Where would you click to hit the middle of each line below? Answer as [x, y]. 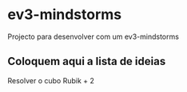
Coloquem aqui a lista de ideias [87, 61]
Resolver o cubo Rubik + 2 [51, 80]
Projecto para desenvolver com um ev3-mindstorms [93, 36]
